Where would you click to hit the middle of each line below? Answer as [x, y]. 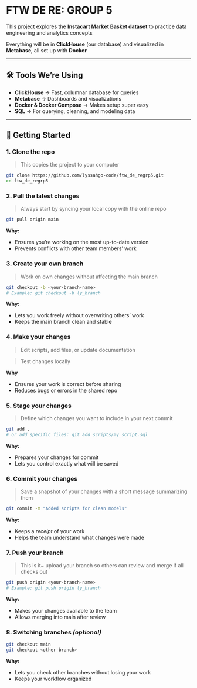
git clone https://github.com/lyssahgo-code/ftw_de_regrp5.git [85, 175]
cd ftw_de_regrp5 [27, 181]
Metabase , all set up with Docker [46, 50]
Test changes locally [45, 361]
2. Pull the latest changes [43, 196]
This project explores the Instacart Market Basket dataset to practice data [96, 26]
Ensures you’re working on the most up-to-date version [81, 242]
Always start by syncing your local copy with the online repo [93, 209]
